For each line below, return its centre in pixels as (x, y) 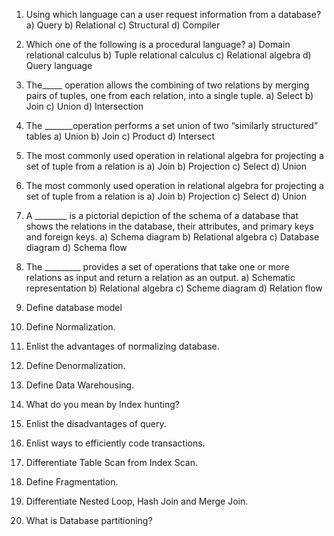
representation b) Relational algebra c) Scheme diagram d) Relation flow (174, 288)
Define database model (74, 307)
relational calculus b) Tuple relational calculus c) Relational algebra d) (168, 55)
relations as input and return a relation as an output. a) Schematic (160, 277)
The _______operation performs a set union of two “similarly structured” (172, 125)
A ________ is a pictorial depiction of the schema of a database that (162, 215)
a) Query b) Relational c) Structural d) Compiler (123, 25)
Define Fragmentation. (72, 482)
